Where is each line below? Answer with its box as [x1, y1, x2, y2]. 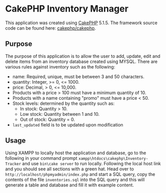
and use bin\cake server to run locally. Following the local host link [22, 160, 161, 166]
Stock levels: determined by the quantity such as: [12, 100, 115, 106]
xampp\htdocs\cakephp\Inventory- [78, 156, 148, 161]
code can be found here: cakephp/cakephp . [5, 25, 96, 31]
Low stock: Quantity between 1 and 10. [20, 111, 100, 117]
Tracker [5, 161, 22, 166]
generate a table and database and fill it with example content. [5, 182, 134, 188]
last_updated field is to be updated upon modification [12, 121, 124, 127]
